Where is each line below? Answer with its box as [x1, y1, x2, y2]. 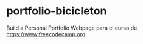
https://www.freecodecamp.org [6, 30, 86, 37]
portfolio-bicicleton [6, 4, 107, 18]
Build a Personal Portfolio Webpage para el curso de [6, 24, 138, 31]
